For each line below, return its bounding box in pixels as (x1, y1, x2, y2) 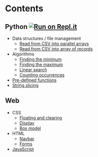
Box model (19, 125, 41, 131)
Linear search (19, 67, 47, 73)
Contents (5, 3, 44, 14)
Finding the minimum (19, 56, 62, 62)
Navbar (19, 135, 35, 141)
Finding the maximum (19, 62, 63, 67)
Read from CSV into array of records (19, 46, 93, 52)
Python (5, 23, 28, 31)
